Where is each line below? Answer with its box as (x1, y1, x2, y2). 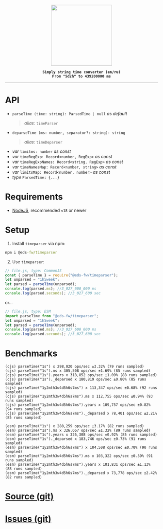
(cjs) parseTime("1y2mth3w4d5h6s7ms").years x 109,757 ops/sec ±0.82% (5, 402, 151, 407)
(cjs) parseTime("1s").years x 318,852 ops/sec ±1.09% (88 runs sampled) (5, 373, 158, 378)
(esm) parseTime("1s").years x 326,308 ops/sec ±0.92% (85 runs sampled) (5, 432, 158, 438)
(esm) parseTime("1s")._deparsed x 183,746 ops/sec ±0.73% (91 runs (5, 437, 147, 441)
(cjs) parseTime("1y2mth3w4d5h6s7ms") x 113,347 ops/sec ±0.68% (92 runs (5, 385, 158, 390)
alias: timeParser (24, 120, 58, 126)
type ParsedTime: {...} (12, 174, 60, 180)
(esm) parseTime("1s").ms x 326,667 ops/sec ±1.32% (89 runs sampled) (5, 428, 151, 433)
